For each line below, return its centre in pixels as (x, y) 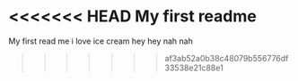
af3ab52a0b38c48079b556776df (227, 58)
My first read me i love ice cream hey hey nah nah (101, 41)
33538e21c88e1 (194, 68)
